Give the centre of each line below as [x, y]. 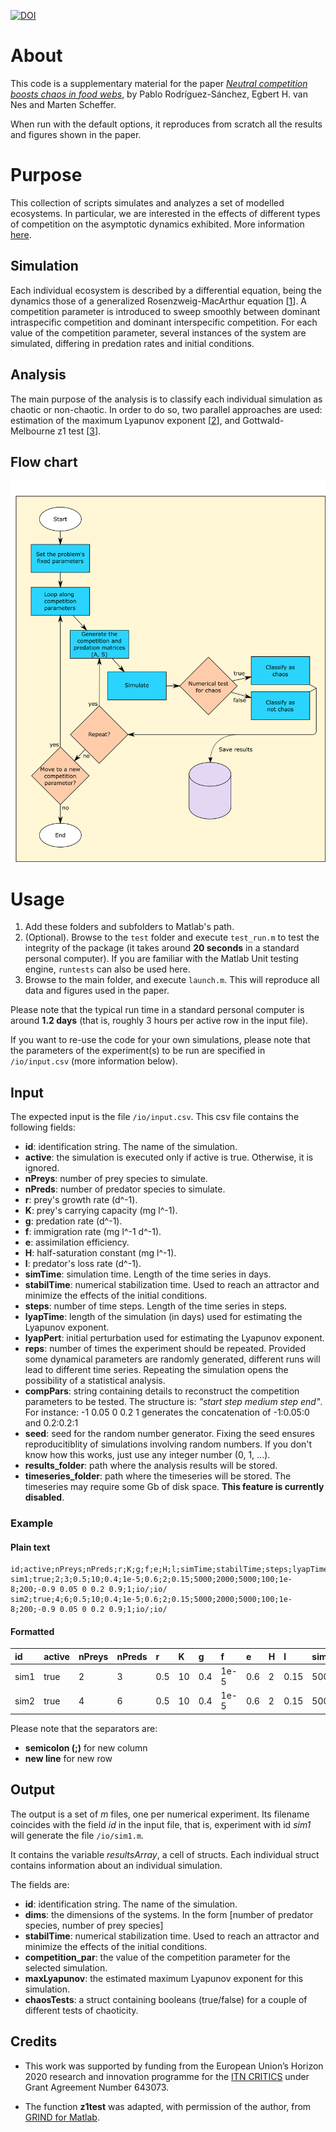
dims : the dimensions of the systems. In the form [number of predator [169, 1914]
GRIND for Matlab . [62, 2117]
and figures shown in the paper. [76, 134]
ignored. [42, 1168]
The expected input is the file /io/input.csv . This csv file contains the [155, 1117]
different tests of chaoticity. [81, 2010]
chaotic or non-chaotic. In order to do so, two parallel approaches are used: [166, 409]
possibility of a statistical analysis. [95, 1381]
